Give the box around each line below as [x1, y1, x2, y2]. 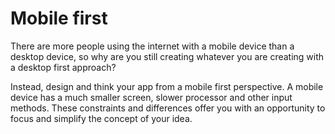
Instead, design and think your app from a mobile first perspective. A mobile [10, 80, 324, 92]
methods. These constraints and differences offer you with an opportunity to [10, 102, 326, 114]
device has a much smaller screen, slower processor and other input [10, 91, 293, 103]
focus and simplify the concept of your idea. [10, 112, 193, 124]
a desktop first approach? [10, 61, 117, 73]
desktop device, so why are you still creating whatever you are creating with [10, 50, 325, 62]
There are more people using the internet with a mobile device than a [10, 40, 295, 52]
